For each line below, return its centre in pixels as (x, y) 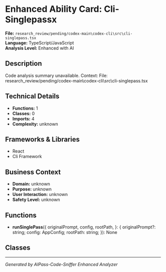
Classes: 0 (23, 113)
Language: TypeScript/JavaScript (40, 42)
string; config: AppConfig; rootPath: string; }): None (65, 232)
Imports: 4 (23, 118)
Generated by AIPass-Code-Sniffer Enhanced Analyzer (61, 264)
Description (23, 63)
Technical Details (32, 97)
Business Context (33, 172)
